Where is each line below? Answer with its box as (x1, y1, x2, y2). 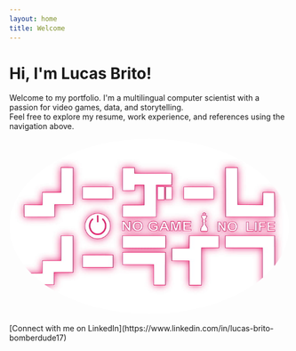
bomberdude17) (9, 332, 67, 343)
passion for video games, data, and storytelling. (9, 102, 184, 113)
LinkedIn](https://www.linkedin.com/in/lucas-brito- (87, 323, 274, 334)
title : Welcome (9, 23, 66, 33)
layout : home (9, 14, 58, 23)
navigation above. (9, 121, 75, 132)
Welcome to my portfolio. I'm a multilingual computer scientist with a (9, 93, 260, 103)
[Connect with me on (9, 323, 86, 334)
